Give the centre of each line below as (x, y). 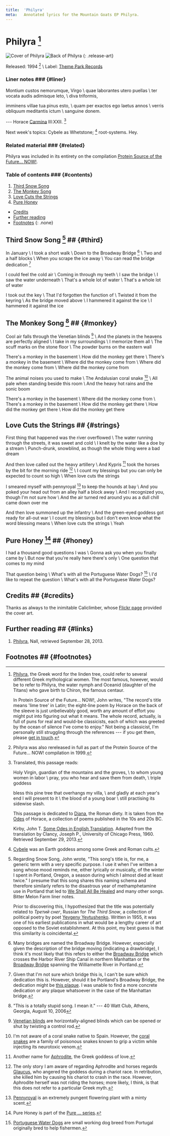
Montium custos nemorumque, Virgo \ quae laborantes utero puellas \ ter (81, 90)
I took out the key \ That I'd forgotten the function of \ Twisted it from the (81, 295)
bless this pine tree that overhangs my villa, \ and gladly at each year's (86, 793)
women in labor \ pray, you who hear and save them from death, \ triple (87, 777)
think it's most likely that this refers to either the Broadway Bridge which (88, 953)
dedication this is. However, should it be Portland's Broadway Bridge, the (89, 980)
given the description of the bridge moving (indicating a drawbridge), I (86, 948)
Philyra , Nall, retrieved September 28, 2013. (58, 641)
